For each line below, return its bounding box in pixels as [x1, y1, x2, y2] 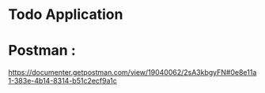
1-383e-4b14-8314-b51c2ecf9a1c [8, 76, 117, 86]
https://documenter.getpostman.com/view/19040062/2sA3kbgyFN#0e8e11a [8, 68, 257, 77]
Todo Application [8, 6, 123, 24]
